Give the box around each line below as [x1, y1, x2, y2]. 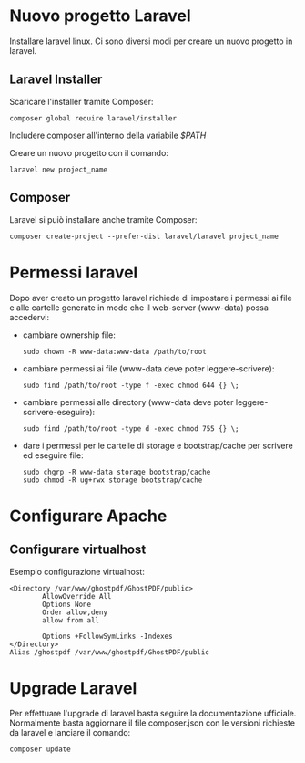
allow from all [42, 615, 100, 625]
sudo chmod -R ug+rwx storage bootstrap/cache [22, 476, 203, 485]
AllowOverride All [42, 591, 112, 601]
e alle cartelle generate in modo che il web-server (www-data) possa [9, 302, 269, 313]
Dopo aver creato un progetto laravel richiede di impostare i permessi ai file [9, 292, 293, 303]
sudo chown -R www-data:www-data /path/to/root [22, 347, 207, 356]
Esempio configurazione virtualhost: [9, 566, 146, 577]
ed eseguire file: [22, 449, 84, 461]
